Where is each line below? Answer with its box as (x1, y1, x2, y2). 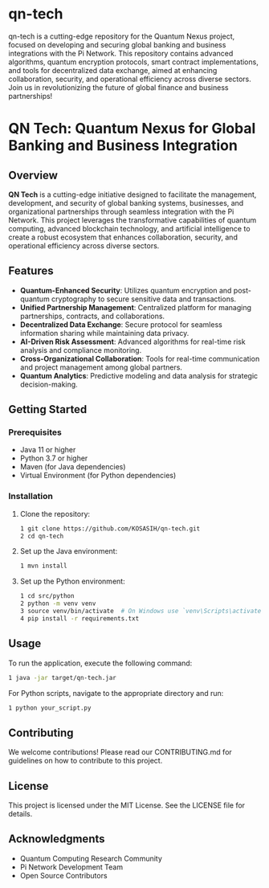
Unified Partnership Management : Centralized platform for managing (19, 302, 251, 312)
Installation (8, 491, 54, 502)
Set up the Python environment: (19, 576, 126, 587)
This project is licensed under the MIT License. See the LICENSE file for (8, 800, 246, 810)
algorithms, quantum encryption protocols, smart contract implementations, (8, 57, 259, 67)
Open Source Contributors (19, 870, 108, 880)
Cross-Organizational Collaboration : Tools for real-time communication (19, 354, 260, 363)
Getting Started (8, 403, 88, 416)
